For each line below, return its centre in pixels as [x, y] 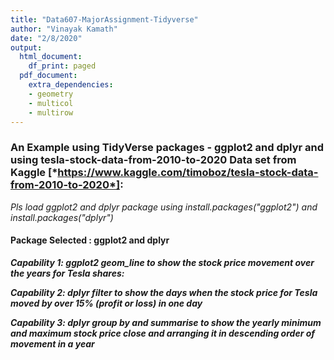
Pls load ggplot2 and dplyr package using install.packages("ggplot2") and [164, 207]
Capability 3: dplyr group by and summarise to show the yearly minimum [166, 322]
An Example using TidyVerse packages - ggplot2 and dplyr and [167, 148]
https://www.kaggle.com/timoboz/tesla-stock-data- [188, 173]
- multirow [51, 112]
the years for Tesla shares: [67, 273]
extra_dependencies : [71, 85]
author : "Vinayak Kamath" [64, 29]
